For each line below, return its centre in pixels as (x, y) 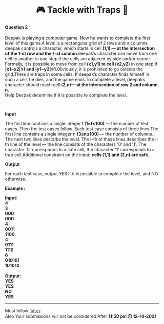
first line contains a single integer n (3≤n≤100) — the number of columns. (79, 134)
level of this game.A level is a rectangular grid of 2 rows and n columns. (77, 43)
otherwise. (16, 179)
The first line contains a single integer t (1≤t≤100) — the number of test (77, 124)
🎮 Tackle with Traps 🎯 (82, 10)
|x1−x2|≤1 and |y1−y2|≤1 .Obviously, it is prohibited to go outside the (74, 69)
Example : (15, 188)
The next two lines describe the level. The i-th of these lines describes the (80, 139)
